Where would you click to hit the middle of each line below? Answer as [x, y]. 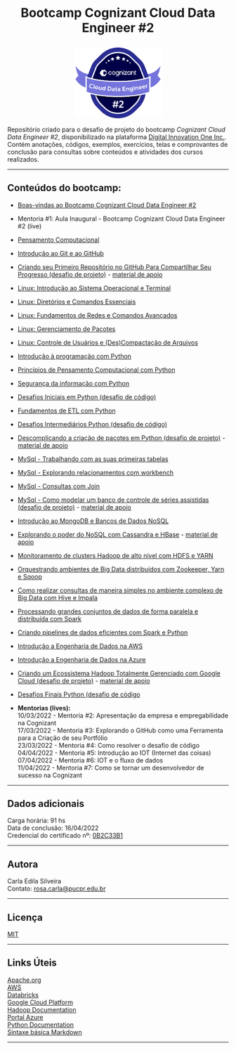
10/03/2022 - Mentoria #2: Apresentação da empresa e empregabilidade [123, 715]
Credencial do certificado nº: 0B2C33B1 [65, 836]
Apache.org [24, 980]
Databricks [23, 994]
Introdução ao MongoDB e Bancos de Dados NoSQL [93, 521]
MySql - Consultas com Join [59, 486]
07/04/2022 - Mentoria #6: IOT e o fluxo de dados [90, 760]
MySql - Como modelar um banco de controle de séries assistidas [113, 500]
